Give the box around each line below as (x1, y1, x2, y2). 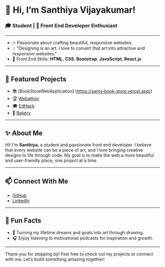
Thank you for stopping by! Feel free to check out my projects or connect (5, 251, 153, 257)
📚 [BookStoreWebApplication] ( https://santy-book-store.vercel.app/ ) (12, 88, 152, 94)
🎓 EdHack (12, 103, 35, 109)
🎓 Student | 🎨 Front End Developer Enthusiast (5, 22, 118, 29)
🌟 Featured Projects (5, 75, 67, 83)
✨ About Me (5, 129, 43, 137)
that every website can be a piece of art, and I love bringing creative (5, 147, 143, 153)
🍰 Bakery (12, 110, 31, 116)
